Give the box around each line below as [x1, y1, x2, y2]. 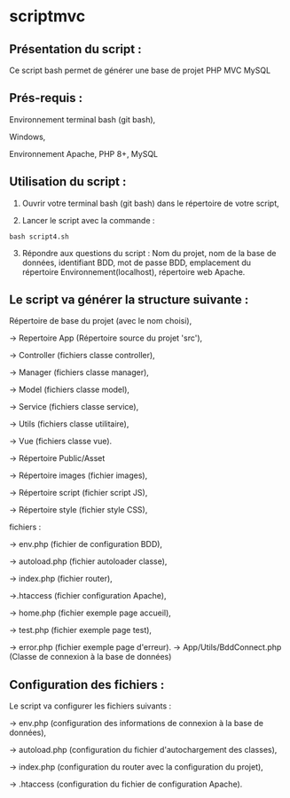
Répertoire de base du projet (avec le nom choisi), [9, 316, 192, 326]
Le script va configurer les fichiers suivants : [9, 700, 172, 711]
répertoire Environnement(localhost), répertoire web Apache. [21, 266, 246, 277]
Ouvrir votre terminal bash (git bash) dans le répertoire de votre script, [21, 198, 279, 208]
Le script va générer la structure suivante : [9, 293, 249, 308]
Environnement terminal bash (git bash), [9, 113, 156, 125]
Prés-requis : [9, 90, 83, 106]
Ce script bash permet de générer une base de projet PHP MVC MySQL [9, 65, 271, 75]
